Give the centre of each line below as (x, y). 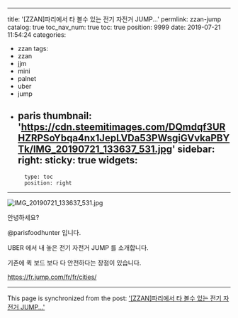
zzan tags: (33, 48)
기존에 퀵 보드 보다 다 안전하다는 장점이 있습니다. (74, 263)
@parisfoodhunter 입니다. (44, 232)
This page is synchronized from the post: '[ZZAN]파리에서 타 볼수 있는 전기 (114, 298)
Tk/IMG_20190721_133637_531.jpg (95, 149)
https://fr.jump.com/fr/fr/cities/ (52, 277)
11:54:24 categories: (37, 35)
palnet (27, 78)
